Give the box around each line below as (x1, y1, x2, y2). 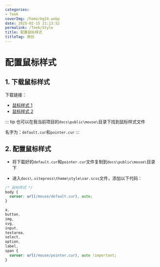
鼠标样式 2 (12, 108, 34, 114)
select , (5, 235, 21, 240)
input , (5, 225, 19, 230)
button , (5, 212, 21, 217)
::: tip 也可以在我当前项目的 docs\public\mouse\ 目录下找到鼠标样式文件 (5, 118, 145, 125)
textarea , (5, 230, 25, 235)
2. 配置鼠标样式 (5, 145, 51, 153)
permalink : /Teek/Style (5, 25, 54, 30)
